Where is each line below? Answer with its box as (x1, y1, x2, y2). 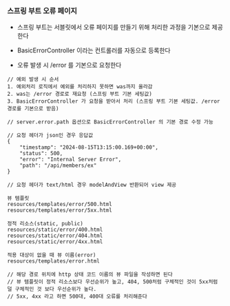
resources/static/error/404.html (7, 232, 103, 239)
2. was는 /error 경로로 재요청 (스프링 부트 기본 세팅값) (7, 91, 153, 98)
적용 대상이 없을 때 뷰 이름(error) (7, 252, 96, 259)
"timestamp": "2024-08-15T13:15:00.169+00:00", (19, 144, 158, 151)
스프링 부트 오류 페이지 (7, 6, 78, 15)
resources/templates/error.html (7, 258, 100, 265)
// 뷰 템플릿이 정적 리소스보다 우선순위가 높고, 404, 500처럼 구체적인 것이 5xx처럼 (7, 278, 218, 285)
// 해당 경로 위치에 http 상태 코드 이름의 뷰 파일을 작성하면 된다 (7, 271, 174, 278)
